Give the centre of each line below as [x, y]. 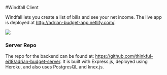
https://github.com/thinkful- [124, 56]
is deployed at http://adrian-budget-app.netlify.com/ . [60, 23]
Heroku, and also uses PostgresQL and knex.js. [55, 67]
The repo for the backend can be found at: [50, 56]
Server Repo [21, 45]
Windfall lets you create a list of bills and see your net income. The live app [83, 17]
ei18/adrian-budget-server [33, 62]
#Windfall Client [22, 7]
